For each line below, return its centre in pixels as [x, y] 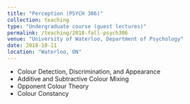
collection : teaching [38, 20]
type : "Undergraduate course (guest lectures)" [77, 26]
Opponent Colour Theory [53, 86]
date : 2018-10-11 [32, 45]
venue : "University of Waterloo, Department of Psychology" [96, 39]
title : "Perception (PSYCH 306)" [55, 13]
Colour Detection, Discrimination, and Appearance [89, 71]
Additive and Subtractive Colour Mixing [73, 79]
